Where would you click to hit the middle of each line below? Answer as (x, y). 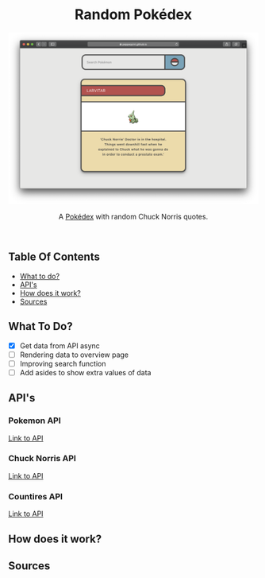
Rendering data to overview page (74, 355)
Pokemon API (35, 421)
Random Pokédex (133, 15)
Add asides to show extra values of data (85, 372)
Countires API (36, 496)
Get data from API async (60, 345)
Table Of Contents (54, 257)
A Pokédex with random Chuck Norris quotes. (133, 216)
